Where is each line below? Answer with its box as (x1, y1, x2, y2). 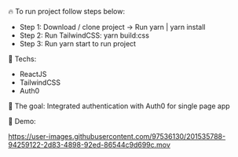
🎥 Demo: (8, 117, 37, 126)
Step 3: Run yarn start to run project (19, 39, 136, 48)
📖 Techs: (8, 54, 37, 64)
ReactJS (19, 70, 47, 78)
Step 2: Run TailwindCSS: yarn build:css (19, 31, 149, 40)
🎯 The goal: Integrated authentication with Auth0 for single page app (8, 101, 230, 111)
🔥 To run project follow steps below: (8, 7, 126, 16)
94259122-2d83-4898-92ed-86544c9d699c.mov (8, 141, 171, 149)
